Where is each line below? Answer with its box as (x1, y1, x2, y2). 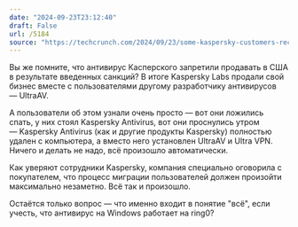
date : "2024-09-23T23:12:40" (9, 12, 117, 22)
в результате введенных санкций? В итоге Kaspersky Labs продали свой (9, 72, 285, 82)
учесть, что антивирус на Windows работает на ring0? (9, 207, 215, 218)
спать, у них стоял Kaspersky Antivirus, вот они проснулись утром (9, 117, 260, 128)
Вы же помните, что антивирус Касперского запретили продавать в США (9, 62, 288, 73)
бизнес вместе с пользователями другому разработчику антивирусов (9, 81, 277, 91)
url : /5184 (9, 29, 50, 38)
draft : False (9, 21, 58, 30)
